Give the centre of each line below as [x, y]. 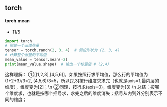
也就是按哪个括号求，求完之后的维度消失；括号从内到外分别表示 [92, 93]
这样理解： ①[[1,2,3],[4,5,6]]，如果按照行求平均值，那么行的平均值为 [77, 74]
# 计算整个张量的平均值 [26, 55]
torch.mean [17, 21]
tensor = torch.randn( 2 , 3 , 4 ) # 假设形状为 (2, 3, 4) [63, 50]
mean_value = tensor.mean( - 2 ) [37, 60]
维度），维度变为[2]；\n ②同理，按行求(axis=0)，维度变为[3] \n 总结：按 [80, 87]
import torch [19, 41]
